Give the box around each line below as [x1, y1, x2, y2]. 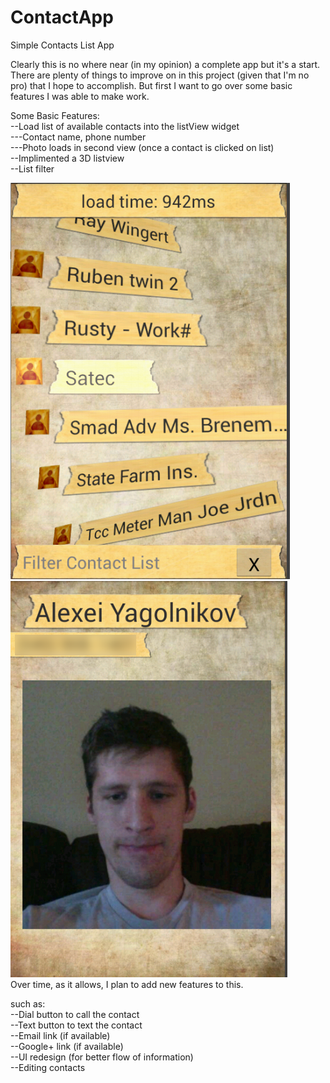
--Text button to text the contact [10, 1019, 143, 1031]
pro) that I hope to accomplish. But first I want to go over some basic [10, 79, 293, 91]
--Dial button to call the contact [10, 1008, 140, 1020]
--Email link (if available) [10, 1029, 111, 1041]
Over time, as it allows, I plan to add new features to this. [10, 978, 244, 990]
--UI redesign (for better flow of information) [10, 1051, 194, 1063]
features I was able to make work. [10, 90, 150, 102]
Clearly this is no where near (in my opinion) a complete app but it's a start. [10, 58, 321, 70]
